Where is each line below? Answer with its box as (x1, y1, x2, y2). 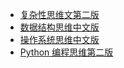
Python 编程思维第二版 (19, 46, 114, 58)
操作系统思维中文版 (19, 34, 100, 45)
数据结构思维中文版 (19, 21, 100, 33)
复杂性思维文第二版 (19, 9, 100, 20)
